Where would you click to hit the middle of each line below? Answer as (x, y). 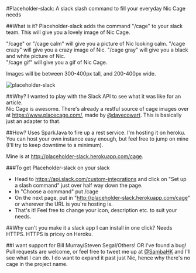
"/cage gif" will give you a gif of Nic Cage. (57, 62)
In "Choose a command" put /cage (56, 192)
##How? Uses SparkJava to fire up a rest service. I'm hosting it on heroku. (96, 132)
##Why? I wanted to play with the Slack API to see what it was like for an (94, 96)
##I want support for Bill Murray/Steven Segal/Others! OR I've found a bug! (96, 245)
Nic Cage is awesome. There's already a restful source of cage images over (97, 109)
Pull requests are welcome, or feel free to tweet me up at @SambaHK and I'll (98, 252)
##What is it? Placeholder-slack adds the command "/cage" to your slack (94, 26)
